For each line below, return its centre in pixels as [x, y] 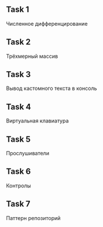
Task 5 [18, 139]
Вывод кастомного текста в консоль [52, 88]
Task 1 [18, 10]
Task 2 [18, 42]
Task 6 [18, 172]
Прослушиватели [28, 153]
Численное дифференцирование [47, 23]
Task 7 [18, 204]
